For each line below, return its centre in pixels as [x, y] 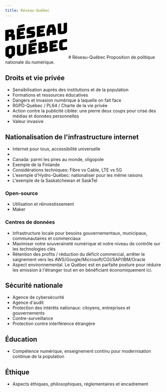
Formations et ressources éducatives [50, 95]
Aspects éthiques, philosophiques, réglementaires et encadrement [80, 384]
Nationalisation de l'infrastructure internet [72, 137]
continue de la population [38, 356]
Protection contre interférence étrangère [54, 324]
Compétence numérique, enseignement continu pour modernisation [82, 351]
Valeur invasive [28, 121]
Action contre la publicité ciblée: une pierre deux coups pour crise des [84, 111]
